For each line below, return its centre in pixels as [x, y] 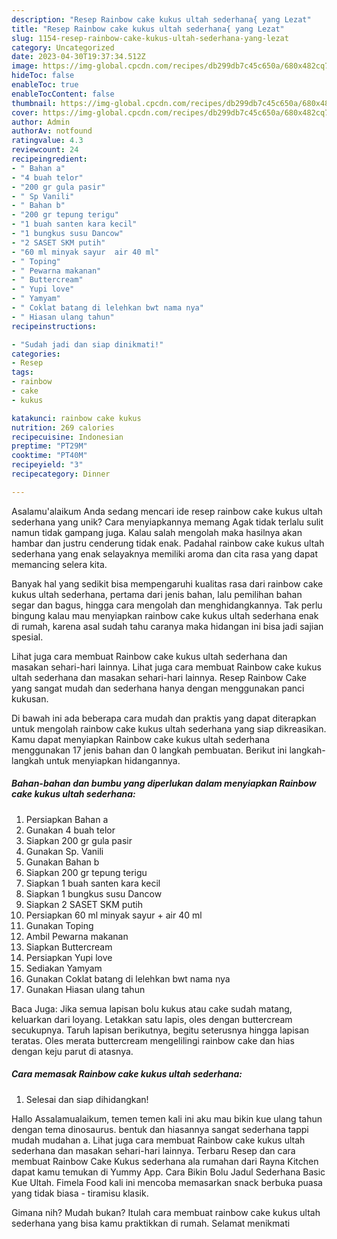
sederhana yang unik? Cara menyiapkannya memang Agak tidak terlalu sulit [167, 522]
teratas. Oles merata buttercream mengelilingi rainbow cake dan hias [153, 1040]
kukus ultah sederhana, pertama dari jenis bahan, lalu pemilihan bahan [157, 594]
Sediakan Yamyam [64, 968]
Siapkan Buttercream [69, 947]
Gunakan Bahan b [62, 862]
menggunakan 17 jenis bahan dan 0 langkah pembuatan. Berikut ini [149, 750]
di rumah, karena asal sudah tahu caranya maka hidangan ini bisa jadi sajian [167, 626]
